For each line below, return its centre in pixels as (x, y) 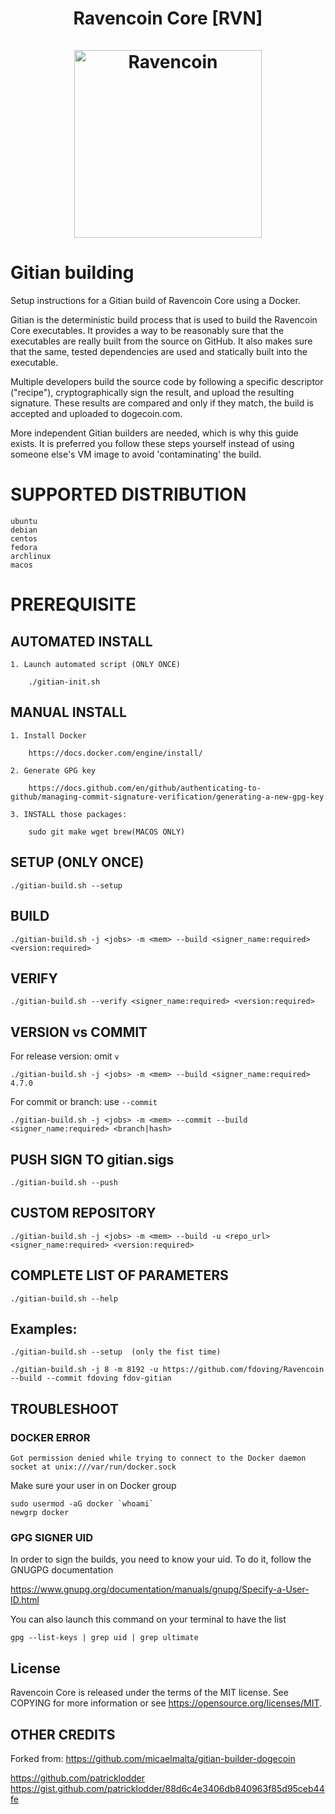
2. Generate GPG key (53, 770)
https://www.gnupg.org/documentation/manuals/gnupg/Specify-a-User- (160, 1589)
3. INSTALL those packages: (69, 814)
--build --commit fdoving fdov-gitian (91, 1378)
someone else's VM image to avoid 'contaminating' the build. (136, 454)
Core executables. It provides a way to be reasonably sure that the (147, 331)
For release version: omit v (65, 1056)
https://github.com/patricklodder (77, 1778)
